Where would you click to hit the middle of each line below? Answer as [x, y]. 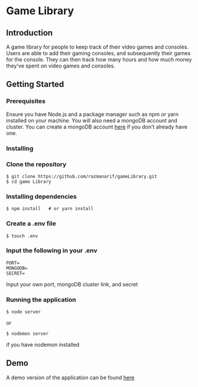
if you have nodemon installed [43, 345]
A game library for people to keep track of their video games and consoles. [98, 47]
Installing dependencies [41, 196]
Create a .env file [31, 224]
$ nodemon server [27, 334]
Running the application [41, 299]
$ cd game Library [29, 182]
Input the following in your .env [52, 251]
